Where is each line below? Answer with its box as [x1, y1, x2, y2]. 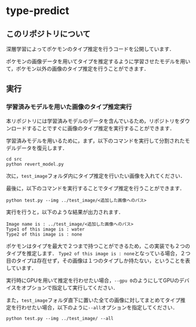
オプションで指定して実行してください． [21, 284, 119, 291]
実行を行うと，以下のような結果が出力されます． [6, 208, 124, 215]
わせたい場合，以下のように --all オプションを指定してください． [21, 304, 178, 311]
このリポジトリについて [6, 29, 91, 39]
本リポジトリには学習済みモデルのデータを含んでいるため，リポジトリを [6, 117, 180, 124]
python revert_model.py [6, 161, 64, 167]
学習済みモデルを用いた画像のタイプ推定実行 [6, 103, 132, 111]
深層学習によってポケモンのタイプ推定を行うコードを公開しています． [6, 46, 174, 52]
